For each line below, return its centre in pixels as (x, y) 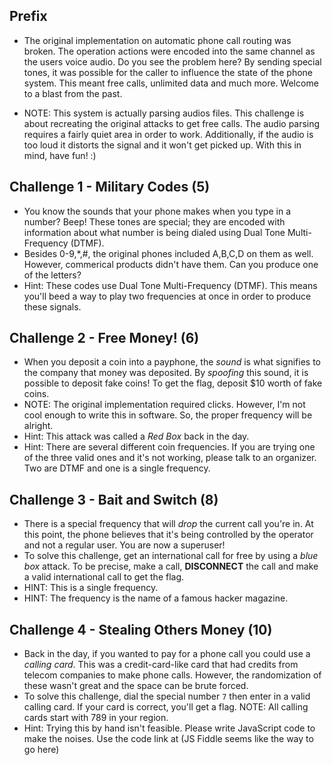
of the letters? (52, 275)
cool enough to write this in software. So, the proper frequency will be (168, 415)
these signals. (52, 306)
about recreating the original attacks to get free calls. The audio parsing (172, 123)
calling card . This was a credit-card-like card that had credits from (161, 665)
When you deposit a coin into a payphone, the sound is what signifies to (172, 362)
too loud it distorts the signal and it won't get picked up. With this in (162, 145)
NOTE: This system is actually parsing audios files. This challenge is (164, 113)
